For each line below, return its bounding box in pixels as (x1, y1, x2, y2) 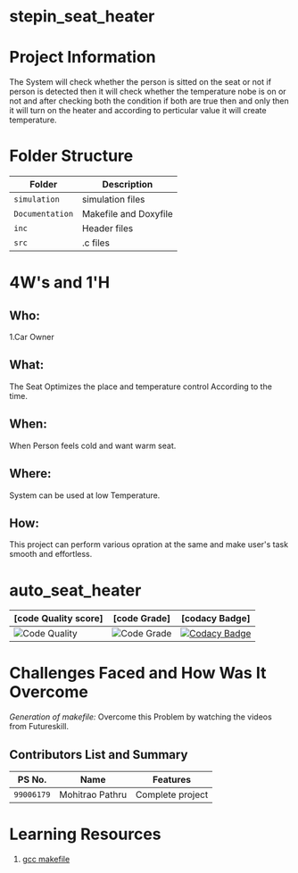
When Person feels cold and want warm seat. (9, 440, 177, 451)
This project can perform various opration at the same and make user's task (9, 539, 288, 550)
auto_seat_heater (9, 580, 142, 600)
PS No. (17, 774, 47, 786)
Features (153, 774, 192, 786)
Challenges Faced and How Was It (9, 663, 267, 684)
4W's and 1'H (9, 272, 111, 293)
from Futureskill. (9, 721, 70, 732)
